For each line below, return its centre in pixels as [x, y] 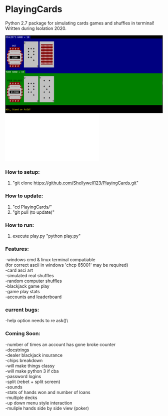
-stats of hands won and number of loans [48, 392]
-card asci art [19, 270]
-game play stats [22, 292]
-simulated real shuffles [29, 276]
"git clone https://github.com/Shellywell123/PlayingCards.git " [75, 183]
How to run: [20, 225]
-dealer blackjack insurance [34, 355]
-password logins [23, 376]
